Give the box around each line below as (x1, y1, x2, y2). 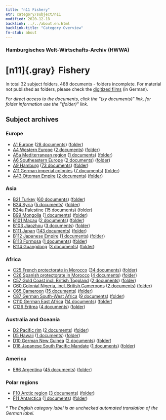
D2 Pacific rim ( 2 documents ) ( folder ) (12, 327, 89, 333)
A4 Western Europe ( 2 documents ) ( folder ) (12, 147, 100, 153)
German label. (5, 410, 35, 416)
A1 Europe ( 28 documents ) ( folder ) (12, 141, 83, 147)
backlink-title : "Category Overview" (5, 26, 83, 31)
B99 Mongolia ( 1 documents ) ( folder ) (12, 212, 88, 218)
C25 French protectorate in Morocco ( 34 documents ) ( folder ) (12, 267, 138, 273)
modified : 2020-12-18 (5, 16, 50, 21)
